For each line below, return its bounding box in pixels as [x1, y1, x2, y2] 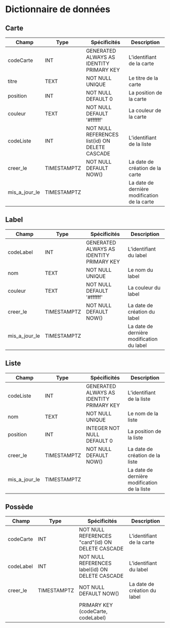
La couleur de [129, 107, 161, 114]
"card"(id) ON [79, 539, 112, 546]
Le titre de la [129, 75, 158, 82]
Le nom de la [127, 410, 158, 417]
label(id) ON [79, 566, 108, 573]
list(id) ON [86, 137, 110, 144]
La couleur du [127, 284, 161, 291]
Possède [5, 503, 34, 511]
